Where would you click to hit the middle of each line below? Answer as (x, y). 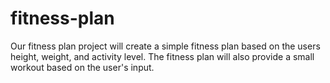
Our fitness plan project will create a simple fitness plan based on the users (165, 46)
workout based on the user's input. (82, 67)
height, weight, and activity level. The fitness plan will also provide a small (162, 56)
